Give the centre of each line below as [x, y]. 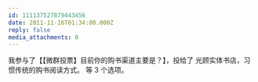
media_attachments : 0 [44, 37]
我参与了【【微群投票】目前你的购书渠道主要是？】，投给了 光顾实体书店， [126, 60]
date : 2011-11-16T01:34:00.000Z [61, 23]
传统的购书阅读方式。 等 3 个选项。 [71, 70]
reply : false [29, 30]
